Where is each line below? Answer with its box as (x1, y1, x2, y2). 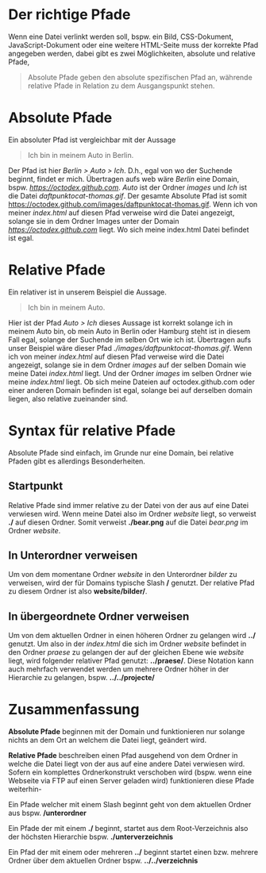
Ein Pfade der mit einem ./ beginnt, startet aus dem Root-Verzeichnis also (8, 824, 249, 833)
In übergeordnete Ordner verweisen (8, 610, 190, 623)
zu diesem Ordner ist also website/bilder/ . (8, 586, 148, 596)
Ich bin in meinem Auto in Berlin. (27, 150, 134, 160)
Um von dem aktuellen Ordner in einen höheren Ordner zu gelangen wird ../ (8, 631, 256, 640)
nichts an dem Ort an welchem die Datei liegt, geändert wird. (8, 736, 207, 745)
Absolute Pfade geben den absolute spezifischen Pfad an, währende (27, 72, 253, 82)
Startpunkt (8, 479, 64, 493)
